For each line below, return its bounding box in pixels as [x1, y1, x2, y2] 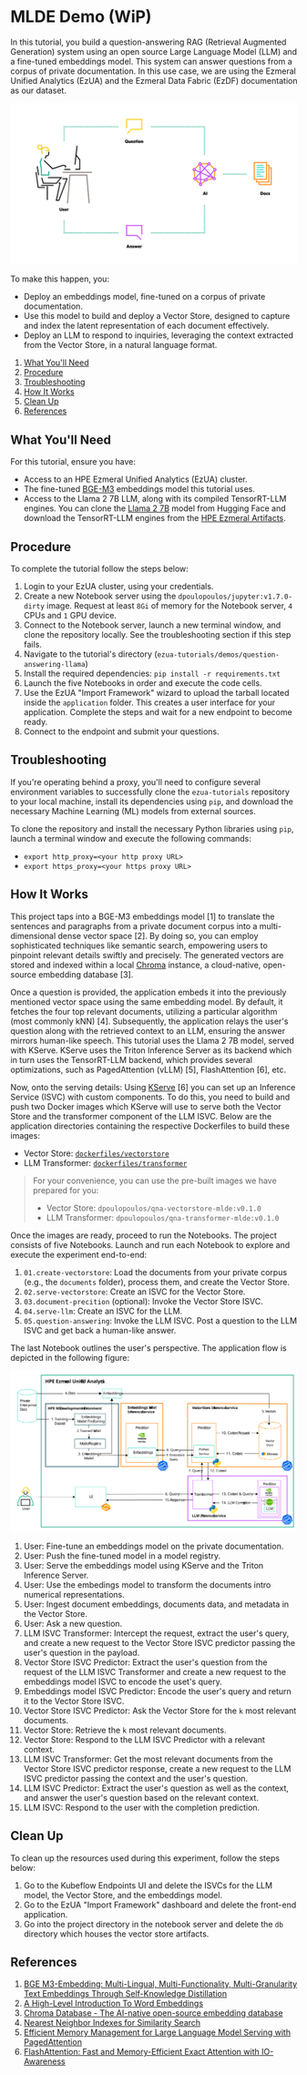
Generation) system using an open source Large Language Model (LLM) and [10, 46, 298, 56]
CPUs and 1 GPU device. [23, 610, 118, 621]
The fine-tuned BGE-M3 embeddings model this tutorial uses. [23, 484, 256, 495]
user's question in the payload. [23, 1647, 140, 1658]
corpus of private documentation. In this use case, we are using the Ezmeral [10, 66, 297, 77]
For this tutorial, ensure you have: [10, 456, 136, 467]
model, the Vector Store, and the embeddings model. [23, 1889, 222, 1900]
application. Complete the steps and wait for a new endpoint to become [23, 707, 292, 718]
